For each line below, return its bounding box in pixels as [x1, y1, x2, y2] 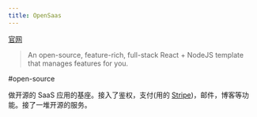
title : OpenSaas [8, 11, 62, 20]
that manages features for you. [27, 58, 129, 68]
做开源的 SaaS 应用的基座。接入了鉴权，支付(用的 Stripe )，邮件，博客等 [8, 90, 243, 100]
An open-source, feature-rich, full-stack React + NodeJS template [27, 50, 244, 59]
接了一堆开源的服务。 [21, 100, 92, 109]
